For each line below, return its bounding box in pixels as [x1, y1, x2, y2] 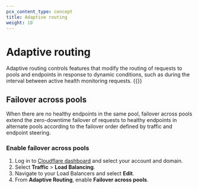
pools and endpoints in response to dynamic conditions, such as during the [6, 71, 190, 78]
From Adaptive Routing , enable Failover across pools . [14, 176, 149, 184]
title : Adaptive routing [6, 14, 68, 20]
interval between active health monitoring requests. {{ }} [6, 78, 142, 85]
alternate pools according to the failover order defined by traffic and [6, 123, 173, 130]
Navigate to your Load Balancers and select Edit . [14, 170, 135, 177]
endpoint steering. [6, 129, 51, 136]
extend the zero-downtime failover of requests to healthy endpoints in [6, 117, 177, 124]
